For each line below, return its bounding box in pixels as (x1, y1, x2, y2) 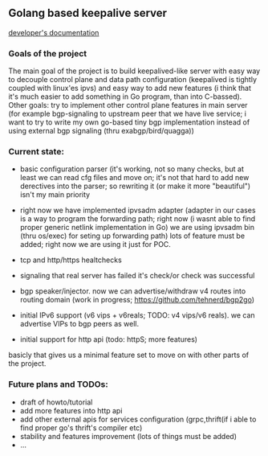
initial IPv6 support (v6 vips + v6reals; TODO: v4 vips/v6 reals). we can (19, 310, 255, 320)
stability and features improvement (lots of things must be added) (19, 431, 237, 441)
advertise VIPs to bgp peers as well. (19, 319, 139, 329)
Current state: (8, 146, 64, 158)
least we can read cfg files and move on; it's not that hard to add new (19, 173, 250, 183)
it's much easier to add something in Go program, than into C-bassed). (8, 92, 242, 101)
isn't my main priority (19, 190, 91, 199)
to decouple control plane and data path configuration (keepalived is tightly (8, 75, 258, 84)
